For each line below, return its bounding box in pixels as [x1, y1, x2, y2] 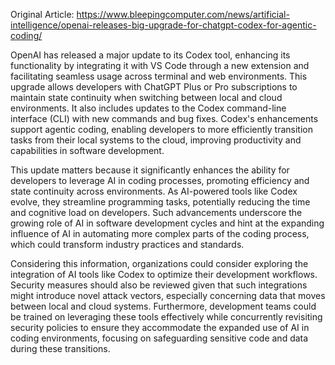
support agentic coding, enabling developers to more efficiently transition [10, 124, 313, 135]
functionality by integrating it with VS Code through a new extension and [10, 60, 310, 71]
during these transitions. [10, 343, 111, 354]
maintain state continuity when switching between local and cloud [10, 92, 283, 103]
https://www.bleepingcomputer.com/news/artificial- [76, 9, 290, 20]
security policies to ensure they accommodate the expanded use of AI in [10, 322, 310, 333]
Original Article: [10, 9, 75, 20]
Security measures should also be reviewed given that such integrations [10, 279, 308, 291]
